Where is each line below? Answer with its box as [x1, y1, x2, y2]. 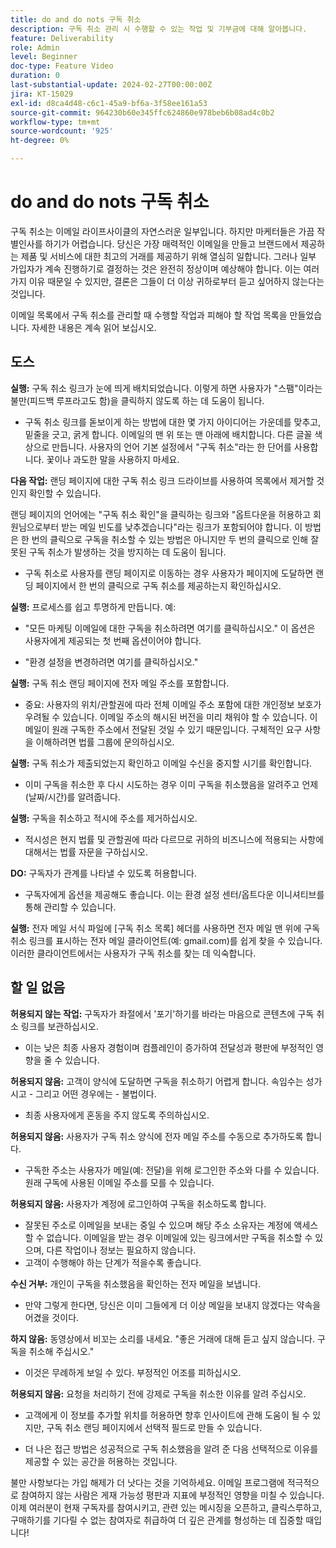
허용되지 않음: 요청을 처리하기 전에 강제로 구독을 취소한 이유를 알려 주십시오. [10, 1387, 307, 1400]
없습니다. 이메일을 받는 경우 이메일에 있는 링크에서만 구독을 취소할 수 [46, 1231, 313, 1243]
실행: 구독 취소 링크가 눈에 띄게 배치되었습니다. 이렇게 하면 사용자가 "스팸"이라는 [10, 382, 323, 394]
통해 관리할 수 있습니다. [24, 901, 117, 913]
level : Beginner [10, 52, 78, 62]
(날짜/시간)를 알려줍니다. [24, 791, 121, 803]
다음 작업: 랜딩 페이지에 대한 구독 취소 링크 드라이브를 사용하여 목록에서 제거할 [10, 474, 315, 486]
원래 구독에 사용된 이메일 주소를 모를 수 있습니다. [24, 1176, 215, 1188]
